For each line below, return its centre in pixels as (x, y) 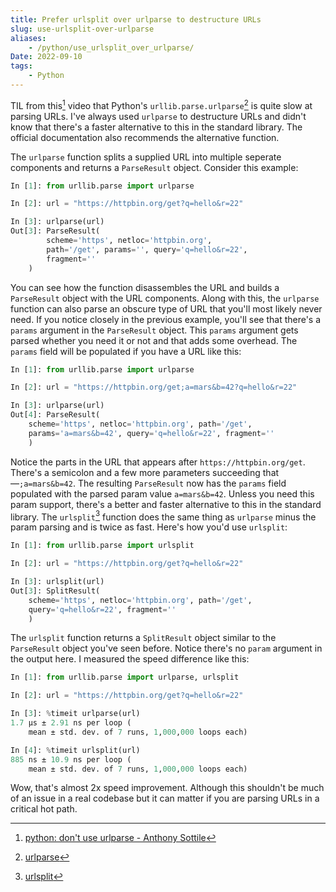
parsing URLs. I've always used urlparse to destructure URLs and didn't (158, 116)
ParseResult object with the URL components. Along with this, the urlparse (165, 298)
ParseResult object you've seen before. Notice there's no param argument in (166, 648)
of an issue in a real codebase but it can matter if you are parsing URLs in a (165, 798)
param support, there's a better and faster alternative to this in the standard (166, 504)
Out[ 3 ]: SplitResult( (55, 591)
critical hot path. (44, 809)
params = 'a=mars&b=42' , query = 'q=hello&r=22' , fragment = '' (151, 433)
